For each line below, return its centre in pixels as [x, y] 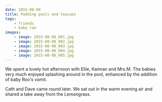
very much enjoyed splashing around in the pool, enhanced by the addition [81, 75]
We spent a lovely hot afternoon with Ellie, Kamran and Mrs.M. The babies [80, 69]
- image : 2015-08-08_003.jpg [44, 46]
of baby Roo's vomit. [26, 79]
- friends [24, 23]
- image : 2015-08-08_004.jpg [44, 51]
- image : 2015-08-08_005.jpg [44, 55]
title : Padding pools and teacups [41, 14]
